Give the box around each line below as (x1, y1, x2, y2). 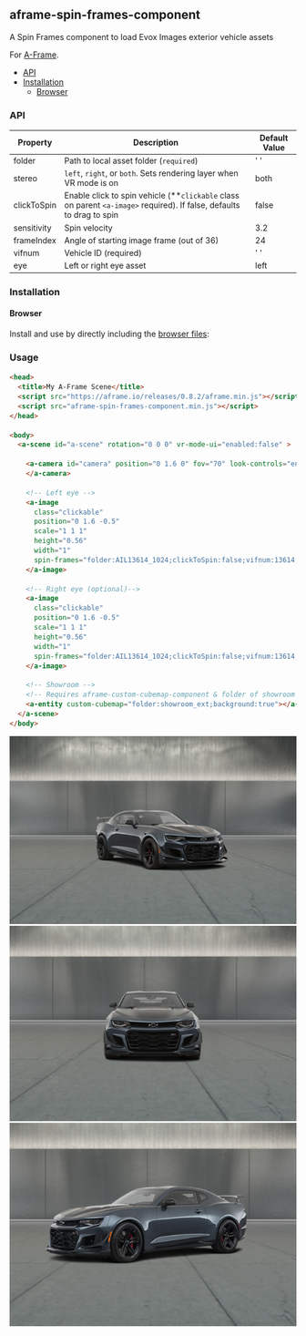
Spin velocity (64, 222, 113, 233)
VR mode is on (64, 178, 119, 189)
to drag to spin (64, 210, 119, 221)
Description (133, 137, 179, 149)
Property (17, 137, 53, 149)
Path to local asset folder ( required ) (64, 155, 199, 166)
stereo (13, 172, 38, 183)
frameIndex (13, 234, 56, 245)
